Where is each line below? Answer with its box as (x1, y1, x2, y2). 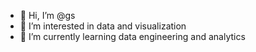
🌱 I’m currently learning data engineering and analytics (19, 31, 246, 42)
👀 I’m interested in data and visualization (19, 20, 187, 32)
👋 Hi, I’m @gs (19, 10, 76, 21)
